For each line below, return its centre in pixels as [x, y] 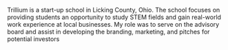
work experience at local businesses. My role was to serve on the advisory [113, 24]
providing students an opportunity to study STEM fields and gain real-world [114, 17]
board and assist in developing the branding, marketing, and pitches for [108, 32]
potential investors [33, 39]
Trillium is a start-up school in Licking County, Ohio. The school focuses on [114, 10]
